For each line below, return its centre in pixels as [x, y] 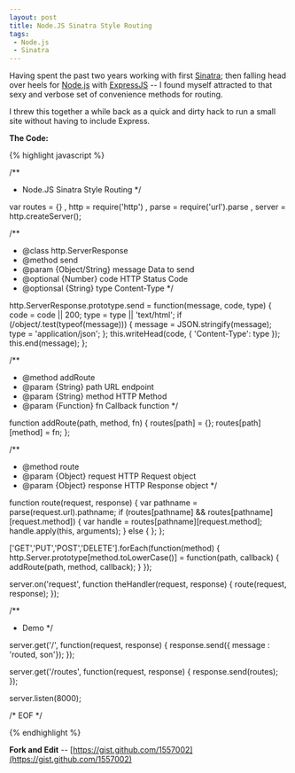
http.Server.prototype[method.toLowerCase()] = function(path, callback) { [144, 558]
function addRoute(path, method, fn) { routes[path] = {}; [112, 423]
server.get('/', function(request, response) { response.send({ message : [140, 645]
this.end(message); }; [48, 343]
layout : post [33, 17]
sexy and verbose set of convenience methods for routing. [116, 95]
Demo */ [37, 628]
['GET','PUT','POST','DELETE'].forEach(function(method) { [115, 548]
